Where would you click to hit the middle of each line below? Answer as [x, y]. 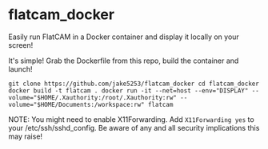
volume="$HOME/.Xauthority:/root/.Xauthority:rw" [93, 97]
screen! [21, 45]
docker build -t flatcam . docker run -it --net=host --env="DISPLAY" [128, 90]
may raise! [25, 136]
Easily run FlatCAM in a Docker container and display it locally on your [124, 37]
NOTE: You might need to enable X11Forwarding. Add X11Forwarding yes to [131, 119]
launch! [21, 69]
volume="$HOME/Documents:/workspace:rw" [77, 104]
